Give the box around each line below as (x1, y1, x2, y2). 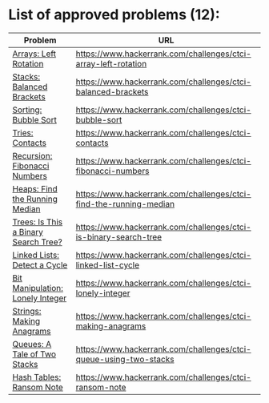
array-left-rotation (75, 58, 147, 69)
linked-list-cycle (75, 259, 140, 270)
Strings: (12, 305, 42, 316)
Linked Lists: (12, 249, 60, 260)
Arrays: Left (12, 48, 57, 59)
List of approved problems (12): (8, 6, 220, 24)
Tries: (12, 127, 34, 138)
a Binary (12, 226, 44, 237)
